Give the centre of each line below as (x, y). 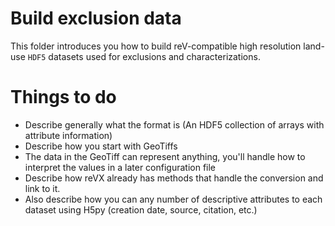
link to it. (42, 188)
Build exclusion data (96, 18)
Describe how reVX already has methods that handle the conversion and (174, 178)
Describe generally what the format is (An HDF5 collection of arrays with (174, 124)
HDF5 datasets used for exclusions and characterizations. (144, 56)
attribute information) (68, 135)
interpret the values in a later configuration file (120, 167)
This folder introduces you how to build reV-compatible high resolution (156, 46)
